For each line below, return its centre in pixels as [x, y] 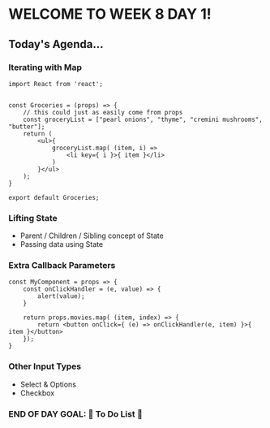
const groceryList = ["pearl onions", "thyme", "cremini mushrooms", [143, 119]
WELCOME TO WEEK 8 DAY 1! [110, 14]
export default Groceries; [54, 197]
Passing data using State [62, 244]
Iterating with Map [45, 67]
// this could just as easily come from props [103, 112]
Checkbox [37, 393]
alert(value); [61, 296]
